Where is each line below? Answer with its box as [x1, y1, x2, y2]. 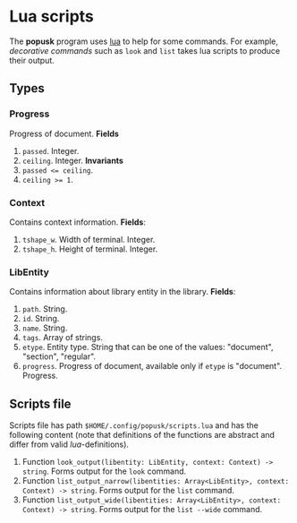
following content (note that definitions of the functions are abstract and [9, 430, 276, 441]
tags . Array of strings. [21, 332, 103, 343]
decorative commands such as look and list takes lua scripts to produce [9, 45, 281, 56]
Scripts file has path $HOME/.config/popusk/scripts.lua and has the [9, 420, 259, 431]
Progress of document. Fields [9, 128, 119, 139]
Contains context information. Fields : [9, 217, 146, 227]
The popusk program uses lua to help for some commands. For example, [9, 36, 279, 47]
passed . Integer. [21, 145, 80, 156]
